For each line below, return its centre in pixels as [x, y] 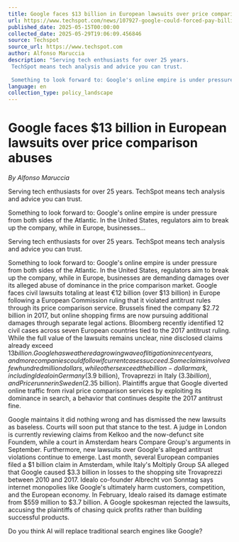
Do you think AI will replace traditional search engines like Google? [105, 531]
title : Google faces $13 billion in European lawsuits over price [108, 14]
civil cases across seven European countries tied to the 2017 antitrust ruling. [119, 331]
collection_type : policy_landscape [61, 93]
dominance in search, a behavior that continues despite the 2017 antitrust [115, 398]
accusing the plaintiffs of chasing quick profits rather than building [105, 510]
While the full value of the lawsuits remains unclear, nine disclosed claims [115, 338]
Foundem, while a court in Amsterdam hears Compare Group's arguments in [119, 442]
